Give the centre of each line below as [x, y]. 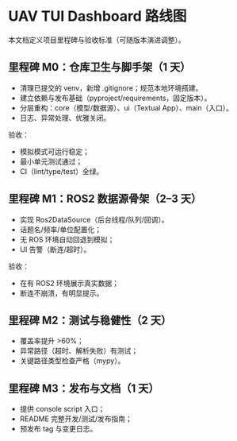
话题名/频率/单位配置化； [60, 229]
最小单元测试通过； [51, 161]
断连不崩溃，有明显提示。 [61, 293]
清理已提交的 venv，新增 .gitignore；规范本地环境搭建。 [111, 87]
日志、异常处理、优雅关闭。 [65, 118]
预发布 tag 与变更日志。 [58, 429]
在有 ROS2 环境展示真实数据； [69, 283]
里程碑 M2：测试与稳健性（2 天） [90, 320]
